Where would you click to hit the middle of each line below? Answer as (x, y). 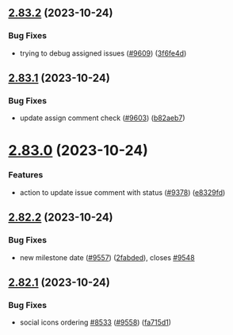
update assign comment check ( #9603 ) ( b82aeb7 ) (102, 118)
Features (26, 175)
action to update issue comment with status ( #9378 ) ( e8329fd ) (122, 192)
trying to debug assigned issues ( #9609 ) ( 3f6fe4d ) (103, 53)
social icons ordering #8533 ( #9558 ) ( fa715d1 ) (95, 322)
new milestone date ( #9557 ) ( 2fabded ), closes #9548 (107, 257)
